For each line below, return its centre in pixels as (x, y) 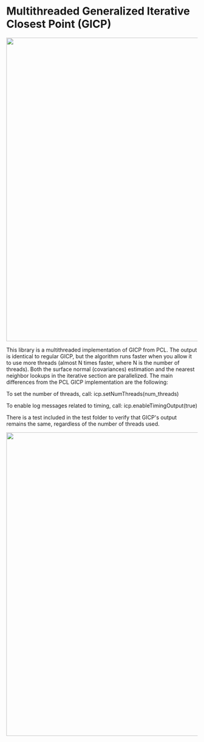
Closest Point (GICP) (59, 24)
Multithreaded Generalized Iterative (98, 11)
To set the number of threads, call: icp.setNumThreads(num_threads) (93, 393)
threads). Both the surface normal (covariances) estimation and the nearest (100, 369)
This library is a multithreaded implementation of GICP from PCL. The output (102, 350)
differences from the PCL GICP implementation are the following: (87, 382)
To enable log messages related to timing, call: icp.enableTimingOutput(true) (102, 406)
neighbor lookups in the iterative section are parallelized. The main (90, 375)
